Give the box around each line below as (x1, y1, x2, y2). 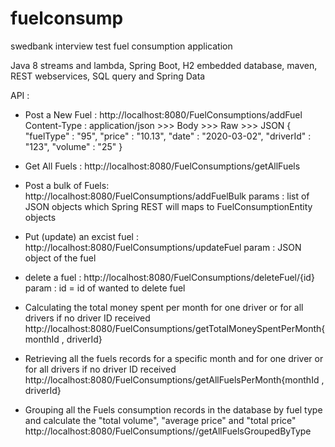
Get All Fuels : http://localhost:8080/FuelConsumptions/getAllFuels (24, 160, 301, 172)
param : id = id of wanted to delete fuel (24, 282, 186, 294)
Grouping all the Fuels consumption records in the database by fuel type (24, 403, 323, 416)
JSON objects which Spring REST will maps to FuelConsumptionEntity (24, 200, 313, 212)
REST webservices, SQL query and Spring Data (10, 70, 206, 82)
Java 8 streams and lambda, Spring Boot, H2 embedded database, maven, (10, 59, 318, 71)
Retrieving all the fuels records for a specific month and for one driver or (24, 352, 324, 364)
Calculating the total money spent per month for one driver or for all (24, 301, 304, 313)
